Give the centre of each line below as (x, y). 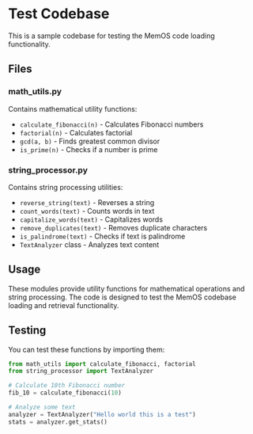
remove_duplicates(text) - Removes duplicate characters (113, 227)
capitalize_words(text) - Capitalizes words (91, 219)
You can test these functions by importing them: (87, 349)
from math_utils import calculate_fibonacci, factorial (102, 364)
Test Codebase (59, 14)
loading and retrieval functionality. (64, 305)
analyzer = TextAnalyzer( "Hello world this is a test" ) (102, 414)
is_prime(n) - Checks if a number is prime (89, 149)
